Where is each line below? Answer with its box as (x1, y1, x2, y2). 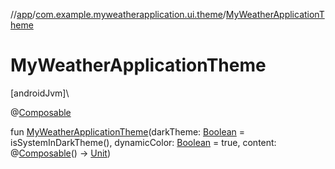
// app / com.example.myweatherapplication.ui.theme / (10, 9, 227, 20)
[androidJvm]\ (10, 87, 70, 99)
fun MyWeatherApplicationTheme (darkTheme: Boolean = (10, 125, 246, 138)
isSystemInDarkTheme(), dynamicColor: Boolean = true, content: (10, 136, 277, 148)
